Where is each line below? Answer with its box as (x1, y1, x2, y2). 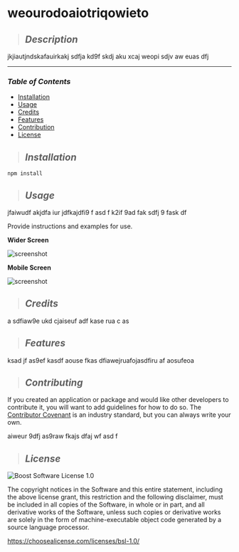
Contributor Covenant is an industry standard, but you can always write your (7, 410, 231, 419)
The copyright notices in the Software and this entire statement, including (7, 485, 223, 494)
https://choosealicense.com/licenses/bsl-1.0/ (7, 537, 140, 546)
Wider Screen (7, 235, 49, 244)
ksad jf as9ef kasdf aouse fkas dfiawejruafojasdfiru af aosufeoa (7, 356, 194, 364)
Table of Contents (7, 76, 71, 86)
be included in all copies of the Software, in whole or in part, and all (7, 500, 205, 509)
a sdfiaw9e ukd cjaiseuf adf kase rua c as (7, 317, 129, 325)
